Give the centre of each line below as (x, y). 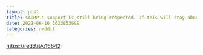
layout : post (23, 12)
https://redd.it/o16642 (34, 46)
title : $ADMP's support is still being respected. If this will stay (96, 18)
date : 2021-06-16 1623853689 (43, 23)
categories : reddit (31, 29)
